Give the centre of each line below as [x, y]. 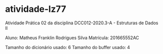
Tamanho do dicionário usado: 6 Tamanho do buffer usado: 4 [68, 47]
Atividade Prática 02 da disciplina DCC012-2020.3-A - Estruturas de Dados [82, 23]
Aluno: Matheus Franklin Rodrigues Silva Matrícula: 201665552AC [72, 38]
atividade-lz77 [36, 9]
